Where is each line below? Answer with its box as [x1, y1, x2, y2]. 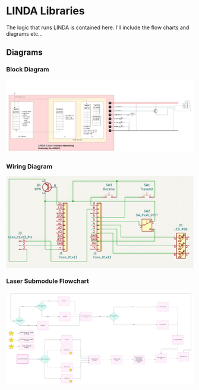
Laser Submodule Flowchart [6, 277, 89, 285]
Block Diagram [6, 65, 49, 74]
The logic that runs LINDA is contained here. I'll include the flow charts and [6, 24, 189, 31]
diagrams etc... [6, 30, 43, 37]
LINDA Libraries [6, 4, 85, 18]
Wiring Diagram [6, 162, 52, 170]
